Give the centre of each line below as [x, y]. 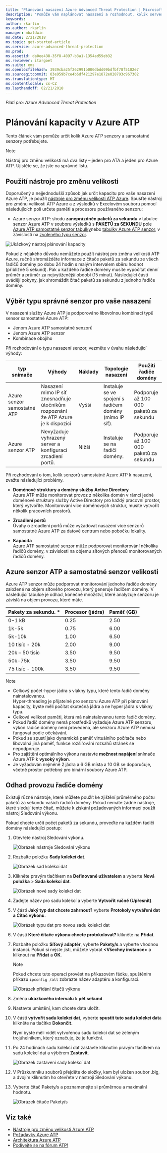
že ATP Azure [57, 417]
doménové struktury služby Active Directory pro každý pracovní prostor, [86, 500]
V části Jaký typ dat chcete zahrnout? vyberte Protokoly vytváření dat [86, 910]
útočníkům [53, 405]
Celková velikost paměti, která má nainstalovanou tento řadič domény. [84, 717]
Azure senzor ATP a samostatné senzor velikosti [82, 572]
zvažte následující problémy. [35, 480]
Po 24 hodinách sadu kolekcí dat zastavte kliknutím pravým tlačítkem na [86, 1047]
